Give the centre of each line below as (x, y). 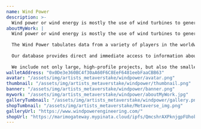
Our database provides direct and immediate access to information (98, 56)
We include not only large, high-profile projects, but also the (95, 67)
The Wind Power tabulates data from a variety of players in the (95, 45)
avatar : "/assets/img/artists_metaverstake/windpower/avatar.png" (91, 78)
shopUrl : (17, 117)
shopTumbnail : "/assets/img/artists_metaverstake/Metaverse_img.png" (95, 106)
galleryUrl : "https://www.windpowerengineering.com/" (75, 111)
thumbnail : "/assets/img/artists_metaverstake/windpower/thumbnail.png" (99, 84)
